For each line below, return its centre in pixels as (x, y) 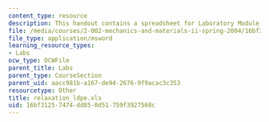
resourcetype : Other (43, 90)
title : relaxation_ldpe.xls (55, 98)
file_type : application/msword (60, 38)
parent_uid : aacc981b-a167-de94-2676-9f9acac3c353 (94, 83)
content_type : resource (48, 16)
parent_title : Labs (41, 68)
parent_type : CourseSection (55, 75)
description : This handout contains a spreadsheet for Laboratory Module (134, 23)
